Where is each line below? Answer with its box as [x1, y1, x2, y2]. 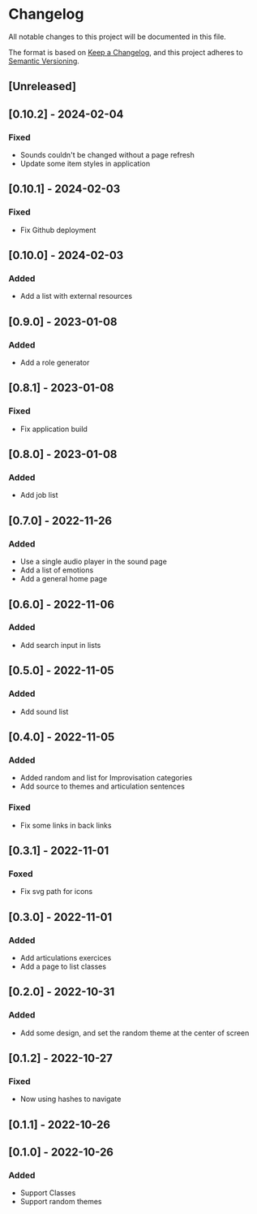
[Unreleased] [8, 80, 77, 93]
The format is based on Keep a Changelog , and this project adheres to [8, 47, 243, 57]
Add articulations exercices [19, 953, 112, 962]
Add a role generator [19, 358, 90, 368]
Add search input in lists [19, 640, 101, 650]
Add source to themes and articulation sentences [19, 781, 185, 792]
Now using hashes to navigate [19, 1094, 122, 1104]
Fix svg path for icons [19, 887, 93, 896]
